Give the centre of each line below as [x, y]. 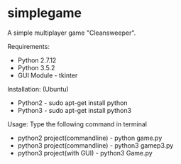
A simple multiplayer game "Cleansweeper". [72, 33]
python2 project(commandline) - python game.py [90, 138]
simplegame [44, 13]
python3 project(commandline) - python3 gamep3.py [95, 145]
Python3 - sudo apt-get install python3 [75, 110]
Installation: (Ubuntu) [38, 89]
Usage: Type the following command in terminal [77, 124]
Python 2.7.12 [37, 60]
